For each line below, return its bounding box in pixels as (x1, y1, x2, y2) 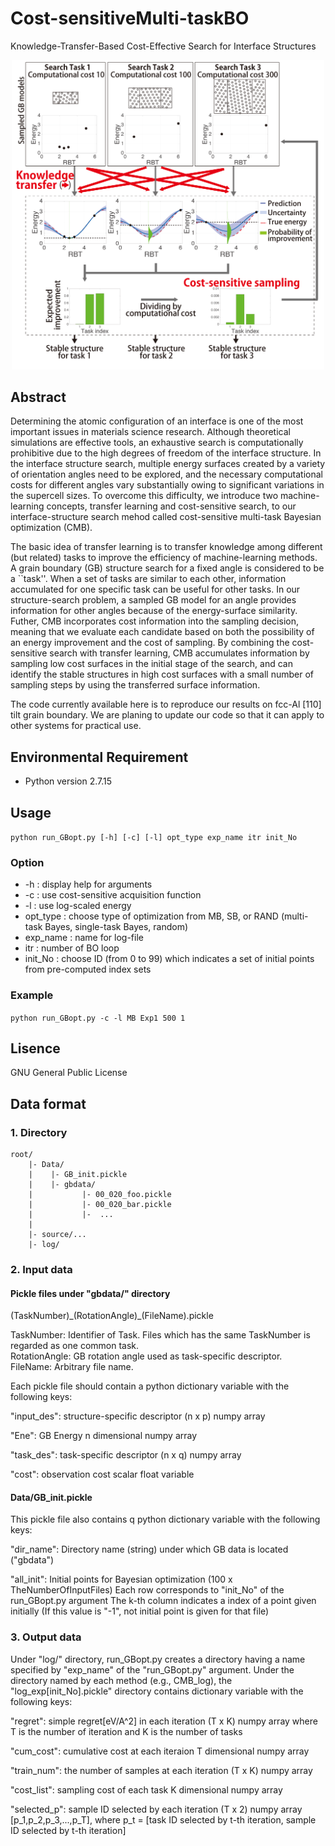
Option (10, 855, 45, 869)
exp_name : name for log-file (24, 932, 144, 944)
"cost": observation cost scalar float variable (10, 1468, 195, 1481)
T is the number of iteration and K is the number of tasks (10, 1725, 243, 1737)
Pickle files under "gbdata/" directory (10, 1287, 171, 1299)
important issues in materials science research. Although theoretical (10, 426, 291, 438)
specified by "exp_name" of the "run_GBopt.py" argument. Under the (10, 1663, 295, 1676)
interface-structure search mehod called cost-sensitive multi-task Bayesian (10, 511, 322, 523)
